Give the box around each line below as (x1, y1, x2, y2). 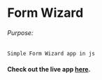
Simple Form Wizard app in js (7, 51, 96, 58)
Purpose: (7, 28, 34, 36)
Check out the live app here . (7, 65, 91, 73)
